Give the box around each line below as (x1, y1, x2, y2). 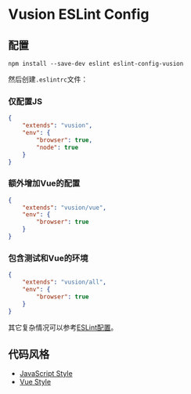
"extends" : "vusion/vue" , (22, 204, 107, 211)
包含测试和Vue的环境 (8, 252, 88, 263)
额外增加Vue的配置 (8, 178, 81, 189)
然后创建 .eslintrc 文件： (8, 74, 88, 84)
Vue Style (19, 378, 52, 387)
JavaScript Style (19, 369, 73, 378)
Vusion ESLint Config (8, 5, 150, 23)
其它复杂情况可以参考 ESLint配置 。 (8, 323, 118, 332)
